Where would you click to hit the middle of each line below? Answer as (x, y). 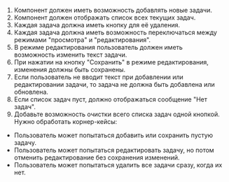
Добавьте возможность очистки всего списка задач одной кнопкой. (117, 114)
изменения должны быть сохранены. (70, 70)
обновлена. (31, 92)
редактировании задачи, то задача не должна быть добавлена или (114, 84)
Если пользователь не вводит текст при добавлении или (98, 77)
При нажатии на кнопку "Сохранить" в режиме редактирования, (111, 62)
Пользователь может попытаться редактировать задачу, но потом (114, 150)
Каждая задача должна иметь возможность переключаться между (115, 32)
